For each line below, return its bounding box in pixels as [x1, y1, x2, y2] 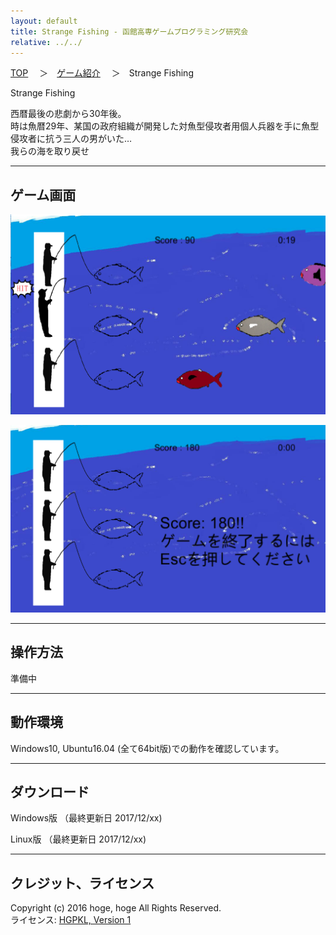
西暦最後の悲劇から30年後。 [10, 108, 127, 120]
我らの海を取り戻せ [10, 145, 90, 157]
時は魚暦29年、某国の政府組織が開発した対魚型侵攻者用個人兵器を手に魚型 [10, 120, 320, 132]
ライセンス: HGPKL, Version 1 [10, 914, 132, 926]
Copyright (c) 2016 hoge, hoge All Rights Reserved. [10, 902, 222, 914]
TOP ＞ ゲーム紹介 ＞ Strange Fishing [10, 67, 194, 79]
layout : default [10, 16, 78, 26]
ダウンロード [10, 783, 90, 800]
